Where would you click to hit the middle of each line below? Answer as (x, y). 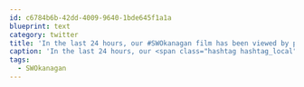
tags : (19, 60)
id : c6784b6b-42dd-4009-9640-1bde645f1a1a (90, 18)
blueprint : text (40, 26)
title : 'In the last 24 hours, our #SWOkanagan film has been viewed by (149, 43)
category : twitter (44, 34)
